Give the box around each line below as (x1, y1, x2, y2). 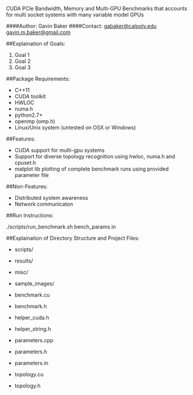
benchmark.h (14, 303, 47, 309)
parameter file (14, 172, 49, 178)
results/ (14, 257, 33, 264)
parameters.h (14, 348, 48, 355)
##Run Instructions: (6, 212, 54, 219)
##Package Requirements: (6, 76, 70, 82)
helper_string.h (14, 325, 51, 332)
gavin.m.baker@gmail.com (6, 29, 71, 36)
